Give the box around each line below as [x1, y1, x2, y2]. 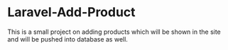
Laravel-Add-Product [7, 4, 136, 20]
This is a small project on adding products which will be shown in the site [7, 27, 222, 36]
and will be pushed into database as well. [7, 35, 128, 43]
